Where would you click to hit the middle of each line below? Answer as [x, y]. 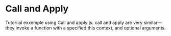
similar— [153, 22]
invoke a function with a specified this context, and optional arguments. [91, 27]
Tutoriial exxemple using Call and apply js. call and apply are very [74, 22]
